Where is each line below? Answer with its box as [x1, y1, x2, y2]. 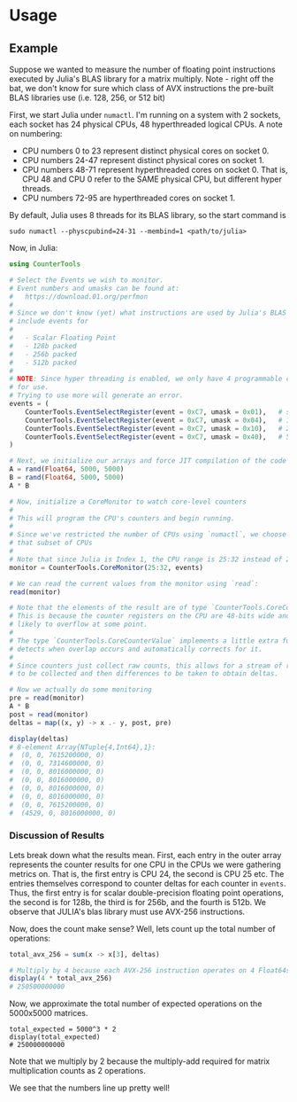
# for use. [9, 383, 49, 392]
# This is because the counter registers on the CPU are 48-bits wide [9, 612, 275, 621]
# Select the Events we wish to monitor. [9, 276, 164, 285]
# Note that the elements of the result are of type [9, 604, 208, 613]
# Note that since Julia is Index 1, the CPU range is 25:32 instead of [9, 555, 283, 564]
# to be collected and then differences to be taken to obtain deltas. [9, 669, 278, 678]
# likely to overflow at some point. [9, 620, 148, 629]
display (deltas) [9, 734, 69, 743]
